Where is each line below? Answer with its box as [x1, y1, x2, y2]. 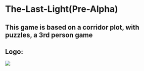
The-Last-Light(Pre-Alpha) [5, 3, 118, 15]
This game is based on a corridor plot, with [5, 23, 140, 32]
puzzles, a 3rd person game [5, 31, 93, 39]
